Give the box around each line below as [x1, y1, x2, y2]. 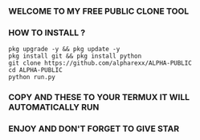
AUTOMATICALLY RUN [8, 102, 100, 113]
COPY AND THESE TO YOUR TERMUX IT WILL [8, 92, 190, 103]
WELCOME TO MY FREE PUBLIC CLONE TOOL [8, 6, 190, 17]
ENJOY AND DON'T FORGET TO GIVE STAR [8, 123, 180, 134]
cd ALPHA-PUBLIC [8, 66, 63, 74]
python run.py [8, 74, 56, 82]
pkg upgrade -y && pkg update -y [8, 46, 120, 54]
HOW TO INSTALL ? [8, 26, 86, 38]
